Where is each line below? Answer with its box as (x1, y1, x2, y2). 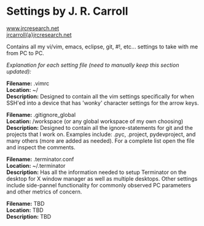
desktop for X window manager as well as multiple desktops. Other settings (6, 175, 198, 182)
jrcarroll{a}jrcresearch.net (6, 31, 72, 38)
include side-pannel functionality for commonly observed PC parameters (6, 181, 192, 189)
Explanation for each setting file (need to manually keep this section (6, 61, 179, 69)
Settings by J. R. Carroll (6, 4, 128, 18)
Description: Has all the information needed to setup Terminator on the (6, 168, 187, 176)
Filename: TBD (6, 200, 45, 207)
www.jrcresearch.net (6, 24, 60, 32)
